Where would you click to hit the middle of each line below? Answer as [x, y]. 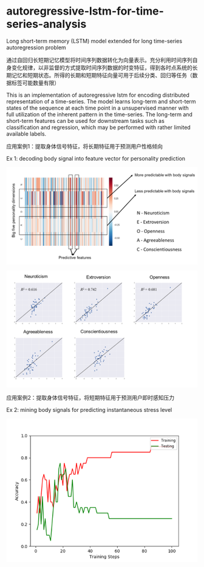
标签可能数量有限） [35, 83]
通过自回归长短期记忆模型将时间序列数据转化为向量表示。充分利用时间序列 [99, 60]
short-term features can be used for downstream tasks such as [86, 120]
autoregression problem [36, 47]
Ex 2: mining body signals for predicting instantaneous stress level [89, 409]
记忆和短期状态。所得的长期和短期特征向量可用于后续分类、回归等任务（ [102, 75]
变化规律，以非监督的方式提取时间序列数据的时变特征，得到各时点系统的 [102, 68]
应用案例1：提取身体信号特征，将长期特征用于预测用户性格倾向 [84, 146]
